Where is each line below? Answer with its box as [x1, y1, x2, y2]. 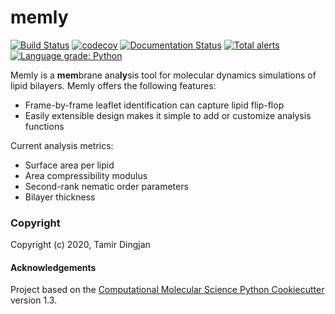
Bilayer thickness [24, 191, 96, 203]
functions [24, 120, 65, 132]
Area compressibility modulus [24, 169, 148, 181]
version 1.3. [10, 294, 58, 306]
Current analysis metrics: [10, 139, 114, 151]
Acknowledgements [10, 261, 97, 273]
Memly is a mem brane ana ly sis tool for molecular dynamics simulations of [10, 69, 317, 81]
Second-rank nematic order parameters [24, 180, 189, 192]
